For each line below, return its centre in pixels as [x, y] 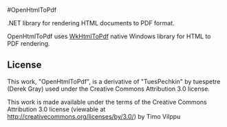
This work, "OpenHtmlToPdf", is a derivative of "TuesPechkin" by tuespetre [114, 81]
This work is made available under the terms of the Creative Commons [107, 102]
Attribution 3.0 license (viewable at [56, 109]
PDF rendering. [29, 43]
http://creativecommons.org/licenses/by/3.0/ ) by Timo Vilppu [94, 116]
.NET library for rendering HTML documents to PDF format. [91, 23]
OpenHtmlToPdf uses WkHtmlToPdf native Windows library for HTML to [109, 36]
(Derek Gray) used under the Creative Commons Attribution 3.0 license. [108, 89]
